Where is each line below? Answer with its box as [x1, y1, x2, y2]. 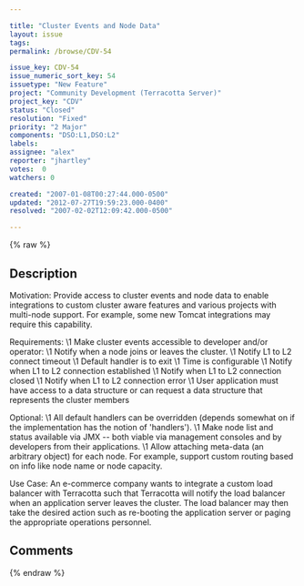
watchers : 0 [9, 173, 55, 182]
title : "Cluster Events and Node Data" [9, 21, 161, 30]
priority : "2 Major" [9, 122, 88, 132]
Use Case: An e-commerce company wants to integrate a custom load [9, 478, 273, 489]
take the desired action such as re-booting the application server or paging [9, 507, 291, 518]
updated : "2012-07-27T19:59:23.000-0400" [9, 197, 169, 207]
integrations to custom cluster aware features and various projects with [9, 299, 278, 310]
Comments [9, 543, 74, 559]
